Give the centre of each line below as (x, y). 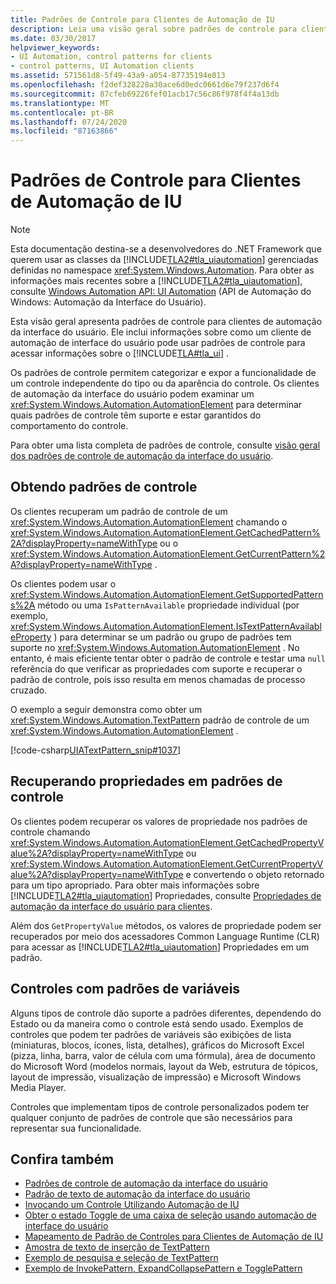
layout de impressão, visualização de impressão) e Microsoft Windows (156, 1077)
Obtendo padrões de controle (104, 487)
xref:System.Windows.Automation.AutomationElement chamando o (149, 522)
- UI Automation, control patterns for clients (111, 57)
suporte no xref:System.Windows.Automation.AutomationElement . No (155, 647)
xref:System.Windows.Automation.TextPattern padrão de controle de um (160, 720)
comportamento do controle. (69, 426)
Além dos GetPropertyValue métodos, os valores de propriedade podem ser (166, 925)
